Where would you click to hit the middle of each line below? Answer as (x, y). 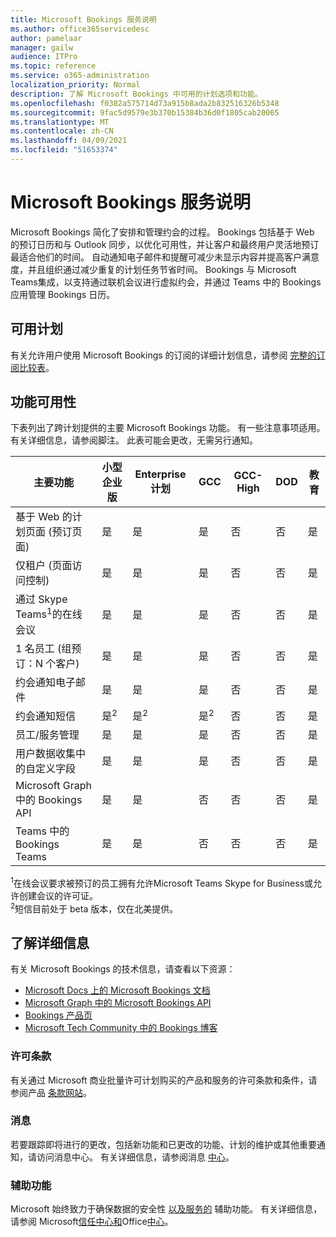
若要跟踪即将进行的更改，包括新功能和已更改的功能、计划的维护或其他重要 (163, 1144)
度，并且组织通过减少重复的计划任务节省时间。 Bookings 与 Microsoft (153, 269)
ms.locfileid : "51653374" (64, 150)
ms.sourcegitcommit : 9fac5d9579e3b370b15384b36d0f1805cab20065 (145, 112)
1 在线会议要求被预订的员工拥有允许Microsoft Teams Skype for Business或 (161, 882)
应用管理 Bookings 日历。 (63, 294)
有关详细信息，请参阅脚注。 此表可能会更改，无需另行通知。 (134, 440)
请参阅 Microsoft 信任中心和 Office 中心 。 (92, 1222)
